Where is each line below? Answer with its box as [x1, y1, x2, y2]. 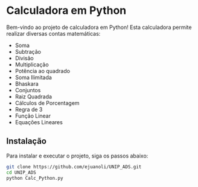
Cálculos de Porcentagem [14, 99, 80, 106]
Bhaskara [14, 80, 39, 87]
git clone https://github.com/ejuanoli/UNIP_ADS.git [6, 163, 142, 170]
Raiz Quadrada [14, 93, 53, 100]
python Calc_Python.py [6, 175, 63, 181]
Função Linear [14, 112, 51, 119]
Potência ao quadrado [14, 67, 71, 74]
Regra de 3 [14, 106, 43, 113]
